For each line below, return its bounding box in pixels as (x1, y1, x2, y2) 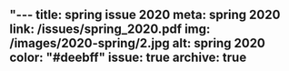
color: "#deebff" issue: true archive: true (9, 50, 247, 66)
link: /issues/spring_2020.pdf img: (9, 22, 211, 37)
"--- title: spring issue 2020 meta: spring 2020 (9, 7, 281, 23)
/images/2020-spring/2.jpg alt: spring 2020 (9, 35, 266, 51)
